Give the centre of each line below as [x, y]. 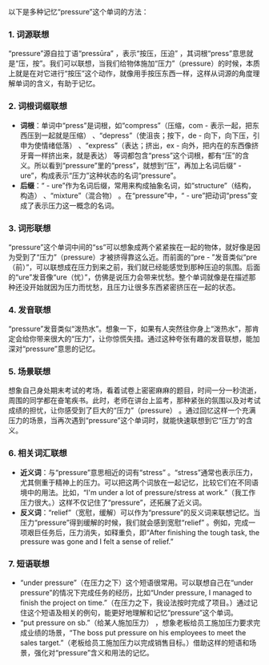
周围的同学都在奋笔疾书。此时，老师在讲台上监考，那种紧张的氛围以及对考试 [134, 401]
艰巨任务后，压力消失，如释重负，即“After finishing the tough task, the [143, 532]
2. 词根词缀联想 [38, 107]
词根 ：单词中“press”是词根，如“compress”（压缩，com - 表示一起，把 [136, 125]
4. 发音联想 [30, 309]
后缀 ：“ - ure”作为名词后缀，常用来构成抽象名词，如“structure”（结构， [138, 185]
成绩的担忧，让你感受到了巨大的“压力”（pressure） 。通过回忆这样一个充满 [132, 410]
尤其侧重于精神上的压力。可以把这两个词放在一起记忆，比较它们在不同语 [139, 482]
